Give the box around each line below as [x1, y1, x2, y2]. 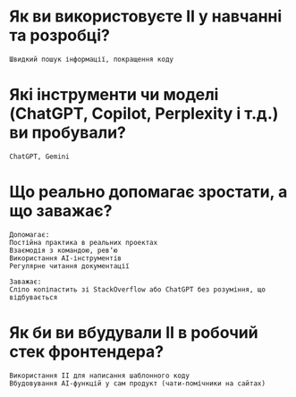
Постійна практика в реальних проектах [9, 238, 158, 247]
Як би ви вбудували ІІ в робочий [9, 323, 258, 342]
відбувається [9, 292, 58, 301]
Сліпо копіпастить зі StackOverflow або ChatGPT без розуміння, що [9, 284, 266, 294]
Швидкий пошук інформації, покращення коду [9, 55, 174, 63]
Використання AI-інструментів [9, 253, 123, 263]
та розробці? [9, 25, 110, 46]
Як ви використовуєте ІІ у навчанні [9, 6, 283, 27]
